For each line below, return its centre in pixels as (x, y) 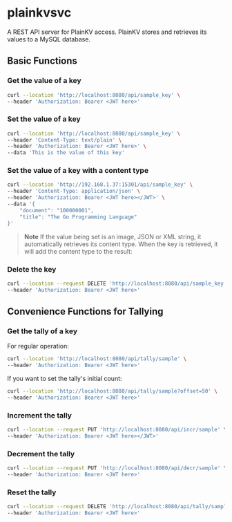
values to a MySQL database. (49, 39)
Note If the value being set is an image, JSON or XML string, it (113, 236)
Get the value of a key (44, 81)
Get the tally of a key (42, 331)
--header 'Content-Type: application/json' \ (74, 192)
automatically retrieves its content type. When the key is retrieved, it (121, 244)
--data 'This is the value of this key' (66, 153)
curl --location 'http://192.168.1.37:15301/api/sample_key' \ (100, 185)
